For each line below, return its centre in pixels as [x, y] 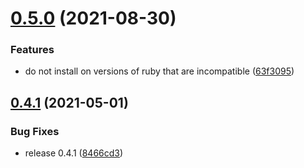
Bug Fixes [35, 131]
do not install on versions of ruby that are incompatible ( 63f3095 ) [159, 71]
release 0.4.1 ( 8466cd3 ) [74, 153]
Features [32, 50]
